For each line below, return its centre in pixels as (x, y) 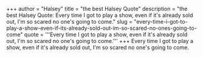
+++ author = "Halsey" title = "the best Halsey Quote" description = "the (97, 9)
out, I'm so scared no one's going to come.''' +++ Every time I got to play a (100, 41)
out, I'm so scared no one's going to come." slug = (69, 22)
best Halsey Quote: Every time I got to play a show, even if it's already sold (100, 15)
